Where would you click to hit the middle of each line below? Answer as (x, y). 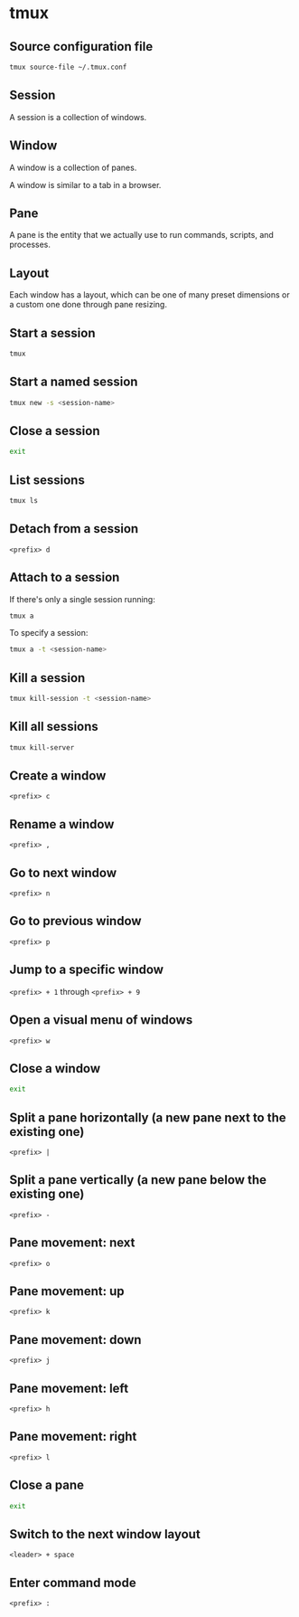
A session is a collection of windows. (78, 117)
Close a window (55, 1069)
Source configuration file (81, 47)
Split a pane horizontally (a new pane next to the (148, 1117)
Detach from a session (74, 529)
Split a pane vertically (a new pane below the (138, 1180)
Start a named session (74, 382)
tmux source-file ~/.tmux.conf (68, 67)
